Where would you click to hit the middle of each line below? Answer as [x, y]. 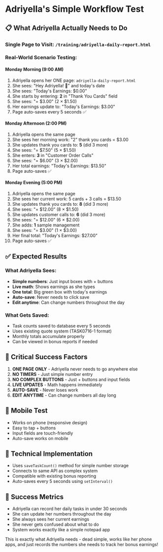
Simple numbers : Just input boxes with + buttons [63, 281]
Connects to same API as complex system [55, 471]
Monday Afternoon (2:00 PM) [36, 123]
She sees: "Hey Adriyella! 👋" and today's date [59, 85]
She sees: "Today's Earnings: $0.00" [49, 91]
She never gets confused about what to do [56, 524]
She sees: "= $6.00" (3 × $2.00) [45, 160]
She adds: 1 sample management [46, 225]
